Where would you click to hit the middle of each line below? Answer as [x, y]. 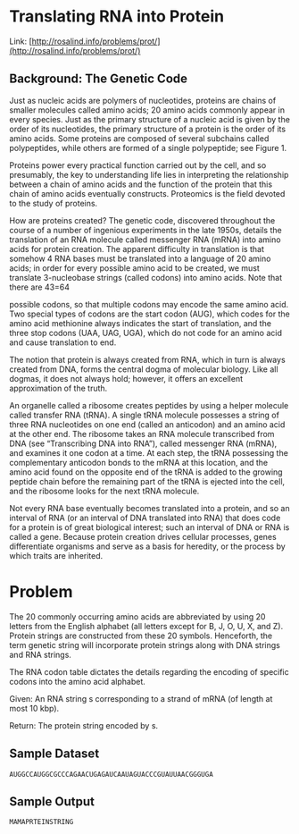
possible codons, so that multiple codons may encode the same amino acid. [149, 304]
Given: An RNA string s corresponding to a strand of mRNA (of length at [141, 698]
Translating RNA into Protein [117, 17]
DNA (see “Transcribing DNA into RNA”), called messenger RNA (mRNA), [143, 443]
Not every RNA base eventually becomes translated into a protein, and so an [149, 508]
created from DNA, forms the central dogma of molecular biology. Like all [144, 369]
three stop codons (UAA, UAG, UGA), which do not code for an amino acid [146, 333]
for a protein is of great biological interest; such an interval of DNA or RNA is [149, 527]
